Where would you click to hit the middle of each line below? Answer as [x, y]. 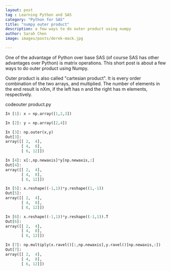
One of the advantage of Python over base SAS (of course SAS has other [82, 57]
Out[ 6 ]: [14, 221]
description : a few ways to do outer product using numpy [68, 29]
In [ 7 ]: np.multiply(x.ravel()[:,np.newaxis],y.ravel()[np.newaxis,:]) [83, 245]
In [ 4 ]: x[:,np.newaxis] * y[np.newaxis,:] [50, 160]
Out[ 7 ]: [14, 250]
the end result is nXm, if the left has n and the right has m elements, [77, 89]
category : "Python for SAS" [35, 19]
